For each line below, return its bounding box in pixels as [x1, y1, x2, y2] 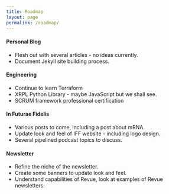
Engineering [6, 71, 37, 78]
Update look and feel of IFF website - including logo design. [14, 130, 161, 137]
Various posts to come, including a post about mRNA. [14, 123, 145, 131]
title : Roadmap [6, 8, 44, 15]
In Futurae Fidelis [6, 110, 50, 117]
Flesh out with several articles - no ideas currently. [14, 51, 138, 58]
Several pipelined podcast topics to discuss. [14, 136, 123, 143]
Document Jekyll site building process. [14, 58, 109, 65]
